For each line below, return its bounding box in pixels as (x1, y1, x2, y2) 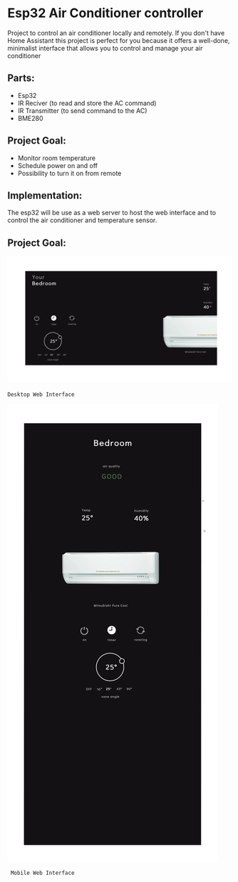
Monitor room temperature (17, 154, 96, 162)
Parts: (7, 72, 35, 84)
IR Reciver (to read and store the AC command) (17, 99, 157, 107)
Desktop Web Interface (7, 391, 75, 398)
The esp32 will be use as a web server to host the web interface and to (7, 209, 216, 217)
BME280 (17, 114, 44, 122)
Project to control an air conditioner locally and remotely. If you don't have (7, 29, 225, 37)
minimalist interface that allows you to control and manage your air (7, 44, 203, 52)
